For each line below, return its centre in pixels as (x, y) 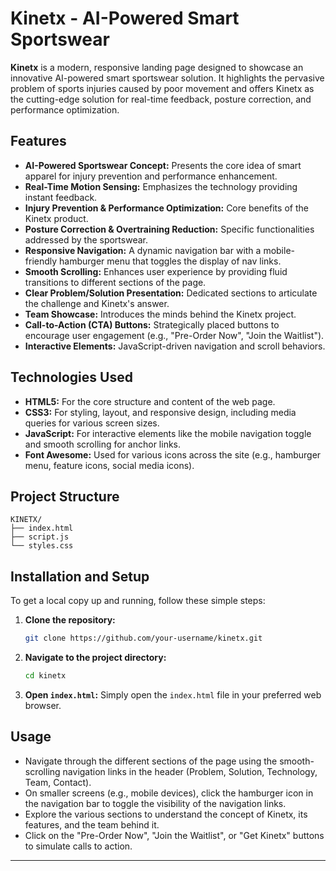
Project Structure (65, 496)
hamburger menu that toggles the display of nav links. (170, 261)
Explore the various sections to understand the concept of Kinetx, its (166, 814)
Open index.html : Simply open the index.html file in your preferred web (173, 694)
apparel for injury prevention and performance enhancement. (151, 176)
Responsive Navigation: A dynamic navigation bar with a (143, 250)
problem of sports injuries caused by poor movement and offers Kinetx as (162, 88)
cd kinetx (45, 676)
